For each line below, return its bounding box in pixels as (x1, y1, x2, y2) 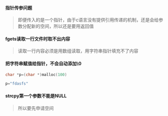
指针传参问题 (5, 5, 32, 11)
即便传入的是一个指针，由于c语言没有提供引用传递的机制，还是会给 (17, 17, 159, 23)
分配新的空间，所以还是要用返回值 (22, 23, 94, 29)
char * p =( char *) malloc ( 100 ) (5, 72, 67, 77)
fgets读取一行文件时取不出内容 (5, 35, 70, 42)
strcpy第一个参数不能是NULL (5, 93, 67, 99)
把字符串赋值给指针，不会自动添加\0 (5, 61, 81, 66)
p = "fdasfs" (5, 81, 29, 86)
